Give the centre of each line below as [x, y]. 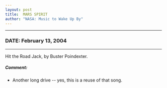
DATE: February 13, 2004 [36, 41]
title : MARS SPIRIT [27, 14]
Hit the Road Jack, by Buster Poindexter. [46, 56]
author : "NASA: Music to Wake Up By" [44, 19]
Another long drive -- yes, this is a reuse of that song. [67, 80]
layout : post [19, 10]
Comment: [16, 68]
